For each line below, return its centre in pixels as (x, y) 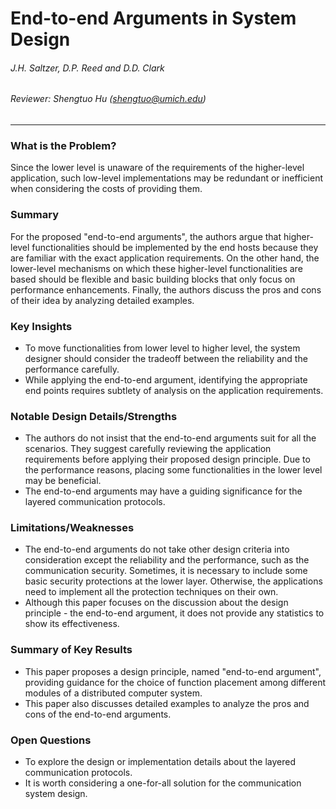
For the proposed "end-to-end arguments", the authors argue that (146, 236)
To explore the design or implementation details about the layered (160, 762)
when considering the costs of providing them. (106, 189)
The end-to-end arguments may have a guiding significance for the (163, 491)
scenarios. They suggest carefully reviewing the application (148, 449)
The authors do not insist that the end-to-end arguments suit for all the (170, 438)
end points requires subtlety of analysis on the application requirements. (174, 390)
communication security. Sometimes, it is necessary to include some (166, 571)
